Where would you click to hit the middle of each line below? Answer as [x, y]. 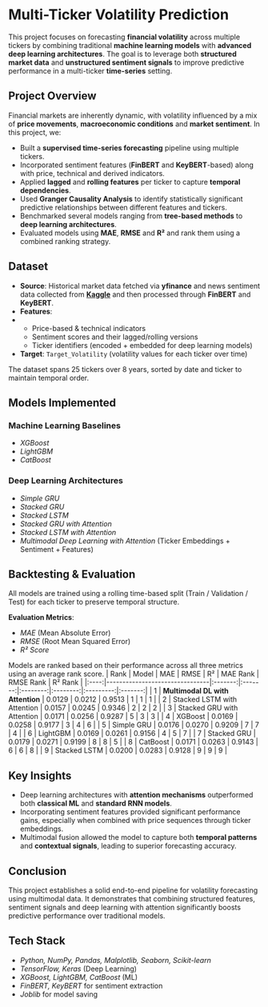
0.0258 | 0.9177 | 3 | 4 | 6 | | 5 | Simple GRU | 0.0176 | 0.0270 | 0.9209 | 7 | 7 [134, 725]
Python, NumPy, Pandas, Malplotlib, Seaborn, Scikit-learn [116, 960]
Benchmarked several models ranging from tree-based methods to [131, 216]
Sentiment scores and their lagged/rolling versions [115, 337]
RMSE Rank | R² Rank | [46, 682]
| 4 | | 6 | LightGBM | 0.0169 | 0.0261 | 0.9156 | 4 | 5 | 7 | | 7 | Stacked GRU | [132, 733]
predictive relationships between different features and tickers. [124, 207]
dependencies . [45, 190]
